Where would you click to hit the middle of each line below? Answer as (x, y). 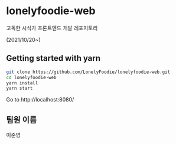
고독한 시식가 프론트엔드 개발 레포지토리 (52, 28)
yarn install (22, 83)
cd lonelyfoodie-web (32, 77)
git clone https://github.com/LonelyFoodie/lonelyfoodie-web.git (88, 72)
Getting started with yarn (53, 58)
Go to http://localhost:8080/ (40, 100)
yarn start (19, 89)
